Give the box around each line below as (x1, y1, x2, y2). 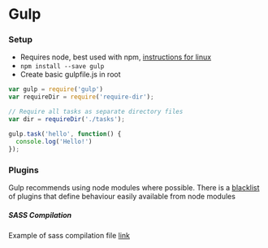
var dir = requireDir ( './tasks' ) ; (8, 115, 126, 124)
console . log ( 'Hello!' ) (15, 137, 93, 146)
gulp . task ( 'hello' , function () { (8, 129, 122, 138)
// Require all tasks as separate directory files (8, 107, 184, 116)
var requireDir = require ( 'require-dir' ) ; (8, 93, 154, 102)
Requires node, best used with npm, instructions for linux (19, 52, 212, 62)
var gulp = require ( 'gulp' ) (8, 85, 104, 94)
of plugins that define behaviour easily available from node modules (8, 191, 236, 201)
